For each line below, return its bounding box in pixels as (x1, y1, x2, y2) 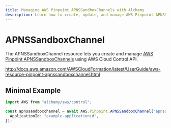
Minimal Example (5, 86, 61, 94)
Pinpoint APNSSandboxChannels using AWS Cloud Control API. (5, 56, 138, 62)
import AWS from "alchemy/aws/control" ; (5, 100, 93, 105)
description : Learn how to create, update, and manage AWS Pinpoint (5, 12, 154, 17)
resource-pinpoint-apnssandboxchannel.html (5, 72, 100, 78)
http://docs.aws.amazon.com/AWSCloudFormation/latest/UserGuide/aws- (5, 66, 161, 72)
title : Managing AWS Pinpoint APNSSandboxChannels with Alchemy (5, 7, 145, 13)
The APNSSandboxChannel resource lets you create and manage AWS (5, 51, 154, 57)
